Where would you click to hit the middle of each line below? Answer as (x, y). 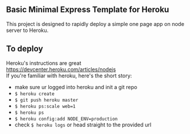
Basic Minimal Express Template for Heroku (88, 10)
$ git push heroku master (46, 100)
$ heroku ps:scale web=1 (45, 106)
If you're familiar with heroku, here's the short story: (69, 76)
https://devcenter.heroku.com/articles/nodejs (61, 69)
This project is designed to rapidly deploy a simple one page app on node (95, 24)
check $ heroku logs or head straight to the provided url (83, 125)
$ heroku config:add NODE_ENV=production (66, 119)
